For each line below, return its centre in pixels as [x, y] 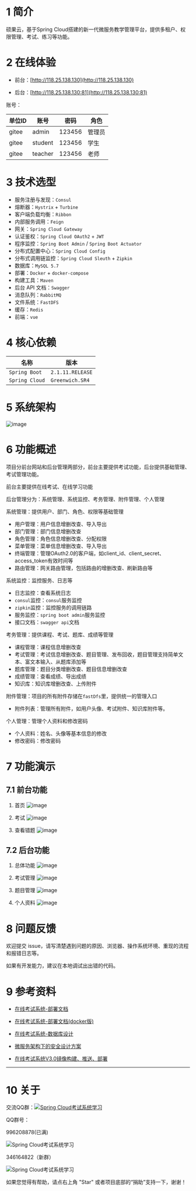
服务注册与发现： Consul [43, 199]
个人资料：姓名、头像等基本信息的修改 [60, 733]
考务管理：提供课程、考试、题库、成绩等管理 [60, 634]
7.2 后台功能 [28, 850]
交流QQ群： [20, 1107]
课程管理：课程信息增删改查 [48, 647]
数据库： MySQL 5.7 [37, 265]
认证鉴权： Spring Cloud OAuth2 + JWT [59, 236]
